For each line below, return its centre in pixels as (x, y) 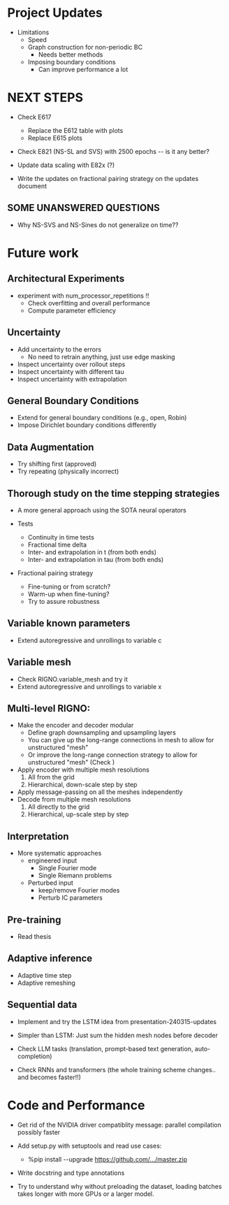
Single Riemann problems (75, 876)
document (32, 186)
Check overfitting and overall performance (89, 303)
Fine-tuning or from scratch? (69, 586)
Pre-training (34, 919)
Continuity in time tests (61, 537)
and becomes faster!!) (49, 1077)
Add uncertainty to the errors (59, 349)
